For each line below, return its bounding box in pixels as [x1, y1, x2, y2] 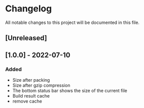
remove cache [12, 98, 42, 105]
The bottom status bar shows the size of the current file [12, 88, 127, 94]
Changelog [5, 3, 52, 14]
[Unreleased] [5, 34, 47, 42]
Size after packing [12, 77, 50, 83]
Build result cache [12, 93, 50, 99]
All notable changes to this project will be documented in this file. [5, 19, 140, 25]
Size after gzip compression [12, 83, 70, 89]
